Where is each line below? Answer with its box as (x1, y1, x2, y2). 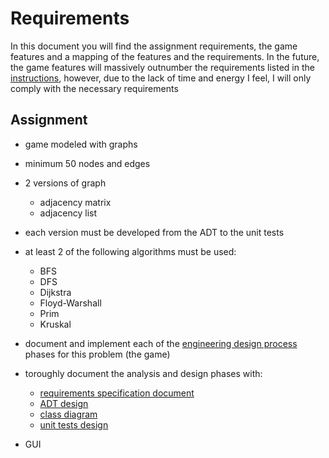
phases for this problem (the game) (24, 348, 171, 360)
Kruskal (39, 318, 72, 330)
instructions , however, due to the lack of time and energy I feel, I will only (10, 72, 312, 84)
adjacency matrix (39, 196, 112, 208)
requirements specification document (39, 387, 195, 399)
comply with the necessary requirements (10, 82, 179, 94)
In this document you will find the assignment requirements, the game (10, 40, 298, 52)
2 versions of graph (24, 177, 107, 189)
